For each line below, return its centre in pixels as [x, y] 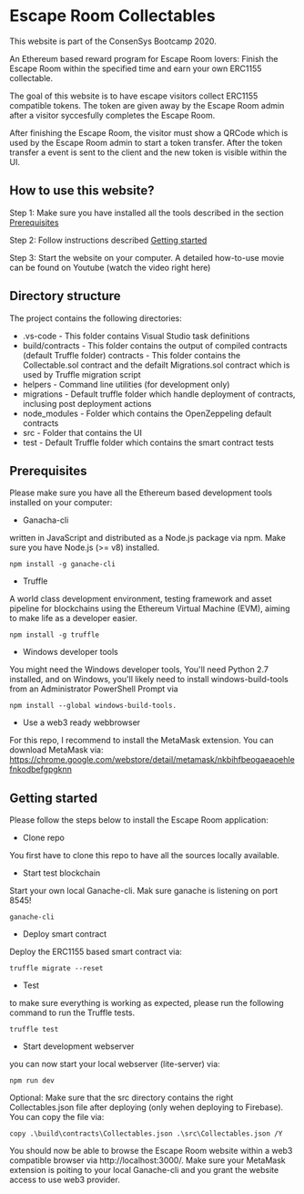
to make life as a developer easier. [74, 618]
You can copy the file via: [57, 1117]
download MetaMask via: [56, 750]
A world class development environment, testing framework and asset [141, 599]
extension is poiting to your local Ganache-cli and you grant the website [144, 1170]
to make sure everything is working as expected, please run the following [147, 1003]
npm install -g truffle [55, 635]
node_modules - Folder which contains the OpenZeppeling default [147, 413]
